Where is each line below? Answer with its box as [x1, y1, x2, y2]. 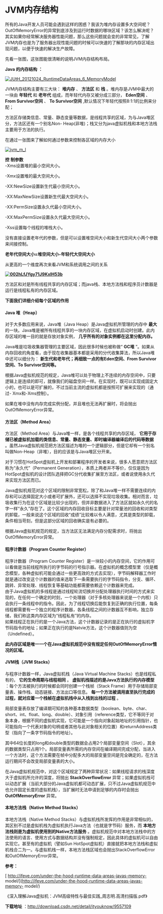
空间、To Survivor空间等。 [5, 362, 59, 368]
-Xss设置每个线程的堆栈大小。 [5, 224, 65, 230]
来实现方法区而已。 [5, 477, 44, 483]
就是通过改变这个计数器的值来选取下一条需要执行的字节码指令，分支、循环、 [5, 576, 158, 582]
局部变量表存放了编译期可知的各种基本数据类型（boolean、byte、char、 [5, 705, 149, 711]
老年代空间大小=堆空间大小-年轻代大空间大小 [5, 251, 96, 257]
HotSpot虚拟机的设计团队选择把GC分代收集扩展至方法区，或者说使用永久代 [5, 471, 155, 477]
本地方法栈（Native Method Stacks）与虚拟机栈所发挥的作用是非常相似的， [5, 816, 156, 822]
